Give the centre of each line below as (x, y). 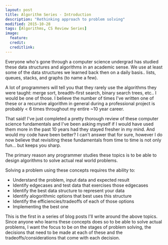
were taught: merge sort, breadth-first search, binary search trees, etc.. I (81, 93)
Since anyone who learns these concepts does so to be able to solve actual (84, 221)
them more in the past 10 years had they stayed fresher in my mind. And (80, 129)
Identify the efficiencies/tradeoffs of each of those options (73, 201)
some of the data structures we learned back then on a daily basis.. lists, (81, 72)
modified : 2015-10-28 (28, 24)
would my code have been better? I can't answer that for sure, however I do (84, 134)
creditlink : (22, 47)
